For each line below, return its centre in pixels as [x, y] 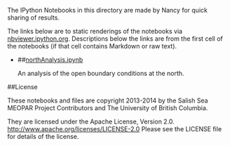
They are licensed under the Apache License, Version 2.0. [91, 121]
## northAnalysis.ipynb [50, 60]
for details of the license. [43, 137]
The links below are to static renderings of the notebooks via [95, 31]
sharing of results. [33, 18]
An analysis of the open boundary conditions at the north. [101, 73]
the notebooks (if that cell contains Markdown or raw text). [92, 46]
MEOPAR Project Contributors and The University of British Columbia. [108, 108]
